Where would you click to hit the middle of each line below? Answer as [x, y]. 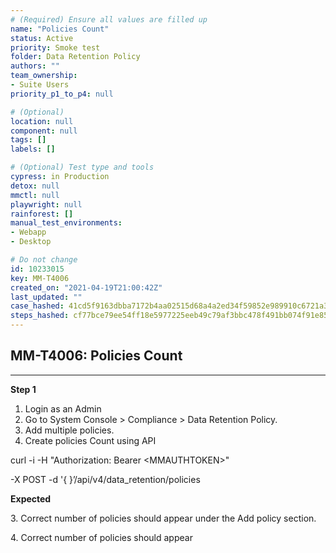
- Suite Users [40, 85]
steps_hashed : [40, 316]
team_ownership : [44, 76]
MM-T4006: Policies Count [96, 356]
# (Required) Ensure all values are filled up [109, 19]
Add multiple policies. [69, 430]
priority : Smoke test [55, 47]
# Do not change [44, 260]
